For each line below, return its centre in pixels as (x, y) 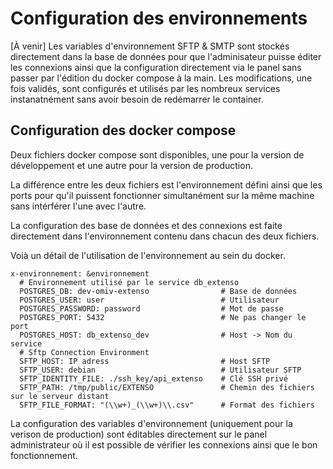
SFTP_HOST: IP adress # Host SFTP (145, 361)
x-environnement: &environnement (80, 273)
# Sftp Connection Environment (84, 352)
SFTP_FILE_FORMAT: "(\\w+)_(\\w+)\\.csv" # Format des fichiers (167, 405)
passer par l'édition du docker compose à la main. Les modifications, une (161, 78)
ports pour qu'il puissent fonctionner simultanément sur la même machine (162, 195)
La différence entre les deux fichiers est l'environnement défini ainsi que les (166, 184)
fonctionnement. (44, 455)
